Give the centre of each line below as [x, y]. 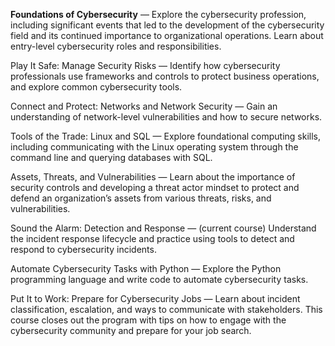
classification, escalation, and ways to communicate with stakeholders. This [166, 309]
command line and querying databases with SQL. [111, 157]
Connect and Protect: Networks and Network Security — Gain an [144, 106]
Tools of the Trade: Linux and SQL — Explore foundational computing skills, [166, 136]
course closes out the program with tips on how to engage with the [148, 320]
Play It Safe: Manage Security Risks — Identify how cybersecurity [145, 65]
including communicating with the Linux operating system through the [154, 147]
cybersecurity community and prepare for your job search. [131, 330]
